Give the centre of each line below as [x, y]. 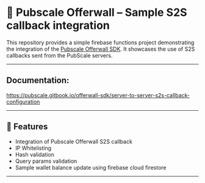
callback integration [58, 25]
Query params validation [46, 161]
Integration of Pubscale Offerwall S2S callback [74, 141]
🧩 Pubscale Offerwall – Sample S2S [97, 13]
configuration [23, 102]
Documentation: [38, 80]
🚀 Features [27, 127]
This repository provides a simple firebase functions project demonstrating [100, 42]
